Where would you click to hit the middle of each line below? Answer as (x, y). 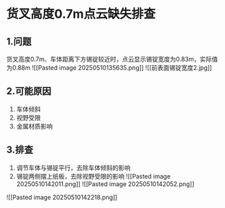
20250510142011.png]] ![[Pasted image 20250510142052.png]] (105, 184)
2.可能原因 (29, 91)
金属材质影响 (34, 126)
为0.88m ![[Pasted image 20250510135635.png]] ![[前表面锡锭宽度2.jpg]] (109, 68)
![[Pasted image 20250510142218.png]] (62, 197)
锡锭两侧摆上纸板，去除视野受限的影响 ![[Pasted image (93, 176)
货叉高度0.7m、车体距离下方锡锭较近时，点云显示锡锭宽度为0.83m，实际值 (112, 59)
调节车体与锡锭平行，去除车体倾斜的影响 (73, 168)
